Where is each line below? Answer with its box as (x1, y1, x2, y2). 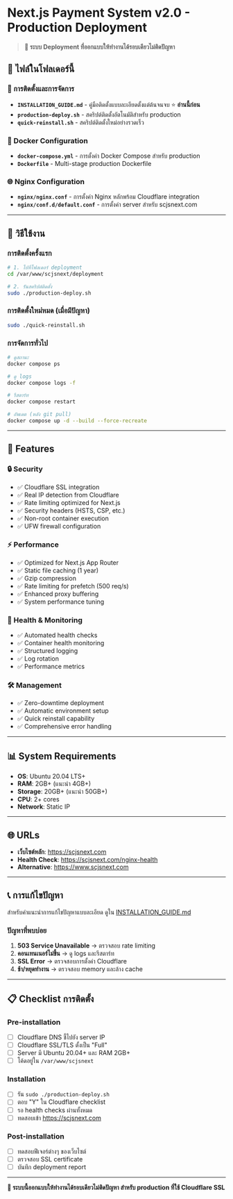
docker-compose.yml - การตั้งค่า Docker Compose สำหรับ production (17, 151, 200, 160)
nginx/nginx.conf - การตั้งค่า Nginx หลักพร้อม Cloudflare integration (17, 192, 200, 201)
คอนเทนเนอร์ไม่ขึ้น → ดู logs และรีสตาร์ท (17, 950, 114, 958)
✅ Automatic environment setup (17, 706, 109, 715)
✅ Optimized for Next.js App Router (17, 558, 119, 567)
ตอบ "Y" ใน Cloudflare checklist (17, 1098, 106, 1106)
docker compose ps (7, 360, 60, 367)
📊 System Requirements (7, 750, 116, 762)
